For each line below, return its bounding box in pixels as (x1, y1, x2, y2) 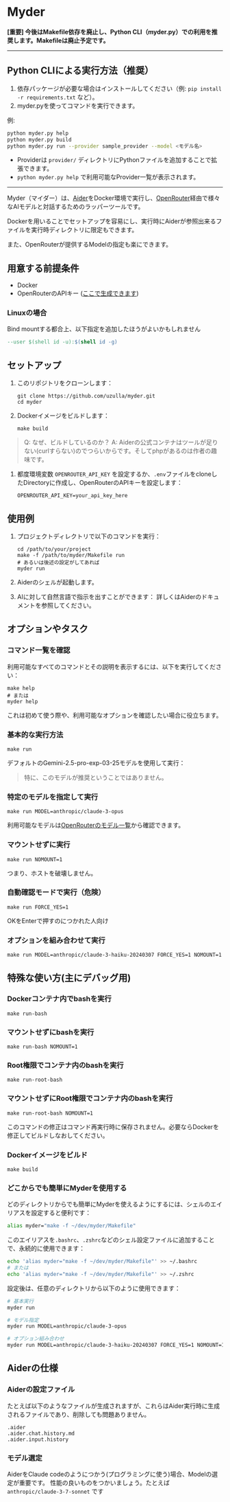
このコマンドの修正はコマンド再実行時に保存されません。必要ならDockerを (7, 1122, 219, 1130)
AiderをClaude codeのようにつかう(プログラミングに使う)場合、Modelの (7, 1470, 212, 1479)
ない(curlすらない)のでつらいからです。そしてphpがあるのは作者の (23, 447, 212, 455)
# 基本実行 (7, 1297, 34, 1305)
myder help (7, 698, 38, 705)
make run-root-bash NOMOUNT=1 (7, 1110, 94, 1117)
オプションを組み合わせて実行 (7, 935, 106, 945)
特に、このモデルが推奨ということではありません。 (23, 773, 168, 782)
